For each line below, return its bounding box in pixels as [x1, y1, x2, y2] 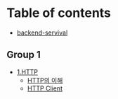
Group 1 [6, 49, 41, 61]
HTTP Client [27, 83, 63, 93]
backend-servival [16, 28, 68, 37]
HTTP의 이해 [27, 76, 63, 84]
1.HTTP [16, 67, 38, 76]
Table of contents [6, 5, 112, 21]
